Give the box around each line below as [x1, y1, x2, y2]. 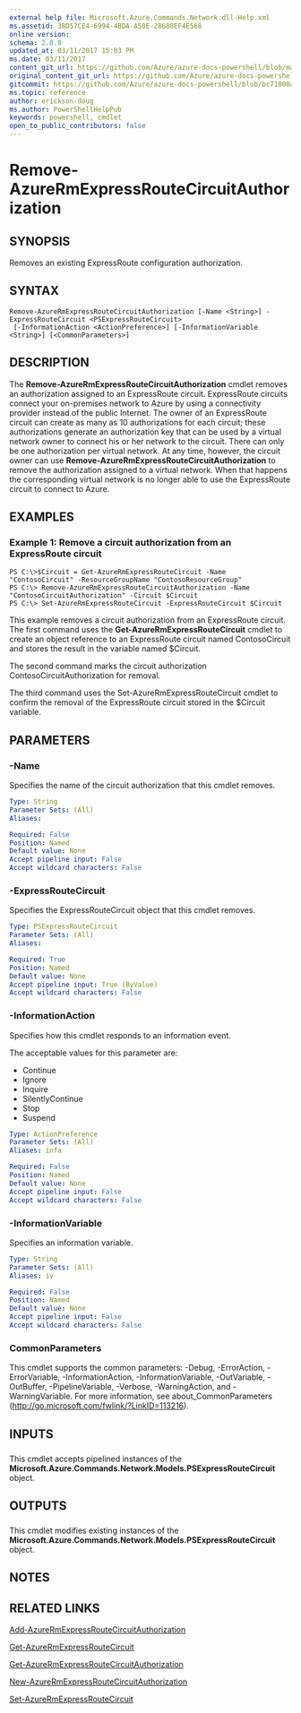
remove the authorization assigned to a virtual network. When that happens [9, 464, 288, 475]
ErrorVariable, [9, 1372, 61, 1382]
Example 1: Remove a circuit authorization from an [9, 536, 232, 548]
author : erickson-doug [9, 96, 94, 106]
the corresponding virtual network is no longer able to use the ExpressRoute [9, 474, 291, 485]
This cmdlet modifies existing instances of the [9, 1525, 179, 1536]
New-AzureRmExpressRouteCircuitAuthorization [9, 1676, 188, 1687]
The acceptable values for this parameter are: [9, 1047, 178, 1058]
